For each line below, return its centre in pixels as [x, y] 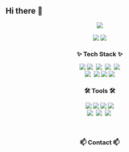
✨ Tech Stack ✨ [100, 54]
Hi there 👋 [24, 11]
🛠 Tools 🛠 [100, 91]
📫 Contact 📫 [100, 142]
